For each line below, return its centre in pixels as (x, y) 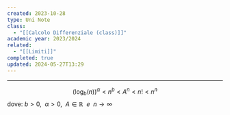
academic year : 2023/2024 (44, 39)
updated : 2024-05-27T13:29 (46, 64)
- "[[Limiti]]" (35, 52)
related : (20, 45)
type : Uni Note (29, 20)
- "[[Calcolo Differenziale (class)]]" (70, 33)
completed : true (30, 58)
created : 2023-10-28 (37, 13)
